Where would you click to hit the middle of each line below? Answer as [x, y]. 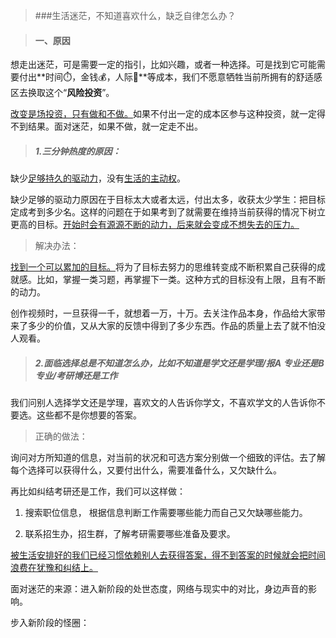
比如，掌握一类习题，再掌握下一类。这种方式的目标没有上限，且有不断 [181, 280]
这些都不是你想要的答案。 [89, 415]
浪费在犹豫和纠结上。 [54, 568]
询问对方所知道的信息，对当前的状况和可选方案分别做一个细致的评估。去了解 [168, 458]
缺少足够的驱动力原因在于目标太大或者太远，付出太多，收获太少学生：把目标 [168, 200]
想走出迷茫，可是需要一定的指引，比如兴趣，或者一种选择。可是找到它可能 [163, 65]
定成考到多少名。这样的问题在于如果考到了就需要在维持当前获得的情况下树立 [168, 212]
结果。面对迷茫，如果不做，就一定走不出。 [115, 126]
